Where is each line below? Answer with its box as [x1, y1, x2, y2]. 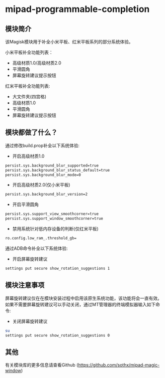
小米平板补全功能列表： [5, 49, 53, 55]
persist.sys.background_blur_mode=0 [5, 172, 81, 178]
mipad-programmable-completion [5, 3, 150, 15]
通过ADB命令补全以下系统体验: [5, 245, 68, 251]
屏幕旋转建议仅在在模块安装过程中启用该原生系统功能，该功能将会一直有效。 [5, 295, 162, 301]
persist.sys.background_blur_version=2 [5, 192, 88, 197]
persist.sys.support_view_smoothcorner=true [5, 211, 99, 216]
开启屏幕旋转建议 [12, 256, 48, 262]
